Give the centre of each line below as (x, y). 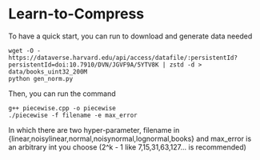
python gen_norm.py (41, 78)
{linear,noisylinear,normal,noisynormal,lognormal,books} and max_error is (130, 138)
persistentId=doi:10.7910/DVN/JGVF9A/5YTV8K (84, 65)
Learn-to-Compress (76, 14)
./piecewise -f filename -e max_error (73, 115)
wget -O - (25, 50)
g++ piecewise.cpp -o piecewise (62, 108)
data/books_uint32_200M (48, 72)
